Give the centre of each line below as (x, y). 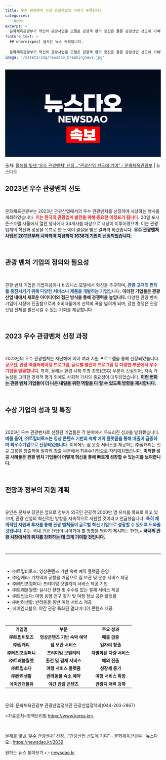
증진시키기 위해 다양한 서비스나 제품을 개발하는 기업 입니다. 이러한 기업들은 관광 (85, 291)
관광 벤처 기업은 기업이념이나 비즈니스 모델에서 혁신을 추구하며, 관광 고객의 (77, 285)
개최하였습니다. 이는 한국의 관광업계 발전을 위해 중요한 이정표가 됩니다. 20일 (78, 217)
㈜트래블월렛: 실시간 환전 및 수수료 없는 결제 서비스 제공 (66, 590)
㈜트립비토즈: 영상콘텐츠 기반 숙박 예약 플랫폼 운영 (61, 571)
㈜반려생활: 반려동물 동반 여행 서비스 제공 (52, 602)
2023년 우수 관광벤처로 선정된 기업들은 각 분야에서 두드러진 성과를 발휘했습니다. (82, 432)
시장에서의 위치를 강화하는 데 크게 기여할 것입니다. (58, 537)
